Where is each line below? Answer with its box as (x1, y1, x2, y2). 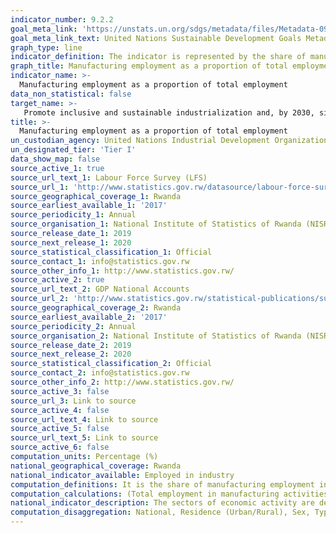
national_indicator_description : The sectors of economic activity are (10, 498, 315, 508)
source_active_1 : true (10, 163, 105, 173)
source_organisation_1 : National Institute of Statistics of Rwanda (10, 219, 302, 230)
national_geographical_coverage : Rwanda (10, 461, 182, 471)
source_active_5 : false (10, 424, 110, 434)
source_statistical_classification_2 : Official (10, 359, 213, 369)
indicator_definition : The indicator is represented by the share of (10, 52, 307, 62)
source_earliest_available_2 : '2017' (10, 312, 168, 322)
